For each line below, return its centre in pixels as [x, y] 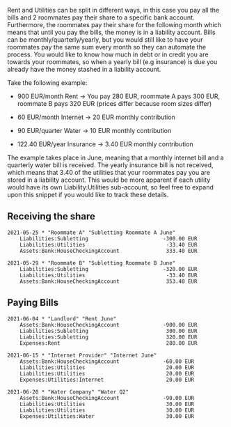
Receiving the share [51, 216]
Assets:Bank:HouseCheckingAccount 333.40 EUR [109, 251]
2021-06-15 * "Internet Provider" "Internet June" [82, 355]
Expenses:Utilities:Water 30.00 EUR [107, 416]
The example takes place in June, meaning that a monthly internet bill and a [115, 157]
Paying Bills [33, 303]
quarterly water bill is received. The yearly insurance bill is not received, [110, 165]
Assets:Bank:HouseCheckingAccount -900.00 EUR [109, 325]
